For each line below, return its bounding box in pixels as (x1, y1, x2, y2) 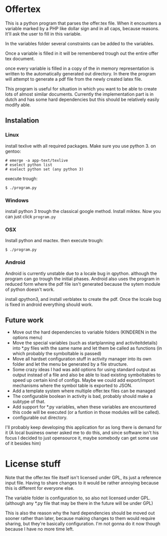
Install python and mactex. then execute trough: (5, 238, 103, 244)
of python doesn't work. (5, 286, 55, 292)
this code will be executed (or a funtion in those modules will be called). (12, 409, 160, 415)
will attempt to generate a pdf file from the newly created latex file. (5, 76, 142, 82)
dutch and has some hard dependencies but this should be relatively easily (5, 96, 159, 102)
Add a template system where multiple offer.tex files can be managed (12, 388, 156, 394)
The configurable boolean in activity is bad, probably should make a (12, 393, 152, 399)
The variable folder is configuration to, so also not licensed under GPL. (5, 495, 151, 501)
